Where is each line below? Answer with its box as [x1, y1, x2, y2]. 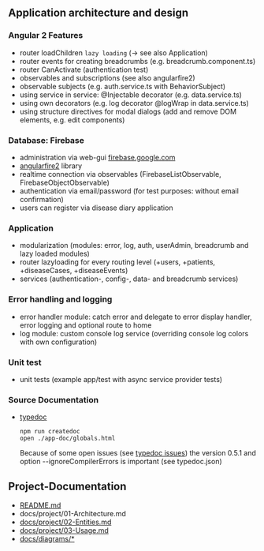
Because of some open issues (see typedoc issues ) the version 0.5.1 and [19, 448, 256, 458]
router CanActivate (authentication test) [19, 65, 149, 74]
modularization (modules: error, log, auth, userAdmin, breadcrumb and [19, 241, 249, 250]
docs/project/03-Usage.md [19, 525, 109, 535]
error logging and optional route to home [19, 320, 152, 330]
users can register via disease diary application [19, 203, 173, 212]
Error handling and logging [8, 294, 113, 305]
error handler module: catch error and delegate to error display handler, [19, 312, 252, 321]
